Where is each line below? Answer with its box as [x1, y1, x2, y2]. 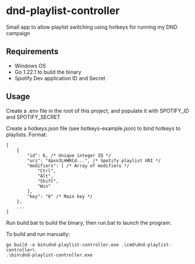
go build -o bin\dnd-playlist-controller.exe [6, 242, 119, 248]
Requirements [6, 47, 59, 57]
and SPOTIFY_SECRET [6, 113, 60, 121]
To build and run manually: [6, 230, 70, 238]
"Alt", [37, 173, 54, 179]
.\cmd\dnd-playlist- [121, 242, 172, 248]
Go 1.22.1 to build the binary [14, 68, 82, 76]
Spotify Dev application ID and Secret [14, 74, 105, 81]
